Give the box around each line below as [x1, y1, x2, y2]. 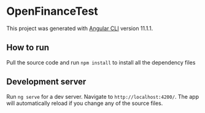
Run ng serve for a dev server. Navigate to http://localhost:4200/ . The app [6, 93, 199, 100]
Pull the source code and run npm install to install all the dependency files [6, 58, 196, 66]
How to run [6, 42, 50, 53]
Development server [6, 77, 87, 87]
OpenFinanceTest [6, 4, 98, 18]
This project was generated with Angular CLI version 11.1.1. [6, 25, 153, 32]
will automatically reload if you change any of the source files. [6, 99, 163, 107]
